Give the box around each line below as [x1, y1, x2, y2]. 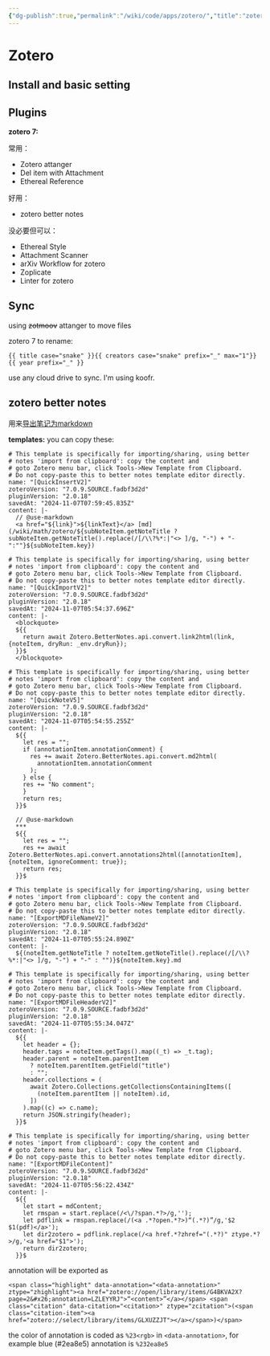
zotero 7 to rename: [8, 336, 74, 345]
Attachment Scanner [19, 251, 88, 260]
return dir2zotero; [22, 1244, 88, 1252]
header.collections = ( [22, 1076, 103, 1084]
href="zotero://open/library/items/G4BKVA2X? [87, 1288, 243, 1296]
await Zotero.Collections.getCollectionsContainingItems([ [29, 1082, 231, 1091]
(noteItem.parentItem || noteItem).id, [37, 1089, 171, 1097]
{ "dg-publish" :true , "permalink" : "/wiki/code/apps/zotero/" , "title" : [8, 11, 243, 20]
